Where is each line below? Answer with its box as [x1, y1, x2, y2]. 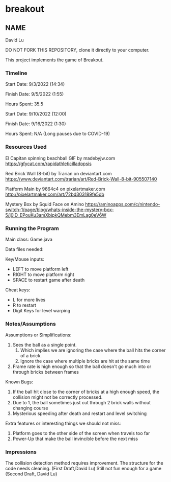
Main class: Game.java [5, 236, 52, 242]
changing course [12, 405, 48, 411]
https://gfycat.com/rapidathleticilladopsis [5, 160, 92, 167]
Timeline [5, 70, 27, 77]
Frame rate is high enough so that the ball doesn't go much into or [12, 363, 152, 370]
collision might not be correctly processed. [12, 394, 103, 400]
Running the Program [5, 224, 60, 232]
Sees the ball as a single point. [12, 342, 77, 348]
